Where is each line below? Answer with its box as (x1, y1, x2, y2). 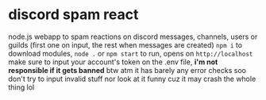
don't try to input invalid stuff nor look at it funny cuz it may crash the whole (8, 74, 256, 83)
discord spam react (8, 6, 139, 24)
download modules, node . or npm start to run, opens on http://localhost (8, 48, 253, 58)
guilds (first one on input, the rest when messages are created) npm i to (8, 40, 243, 49)
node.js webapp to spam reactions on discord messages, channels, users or (8, 32, 258, 41)
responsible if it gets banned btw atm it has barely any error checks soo (8, 65, 246, 75)
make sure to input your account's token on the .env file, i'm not (8, 57, 218, 67)
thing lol (8, 82, 35, 92)
